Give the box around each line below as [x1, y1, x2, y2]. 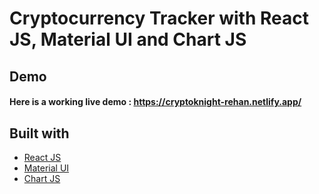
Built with [9, 125, 70, 142]
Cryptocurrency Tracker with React [9, 7, 309, 30]
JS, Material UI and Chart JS [9, 28, 247, 51]
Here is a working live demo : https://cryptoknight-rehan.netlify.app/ [9, 96, 302, 108]
